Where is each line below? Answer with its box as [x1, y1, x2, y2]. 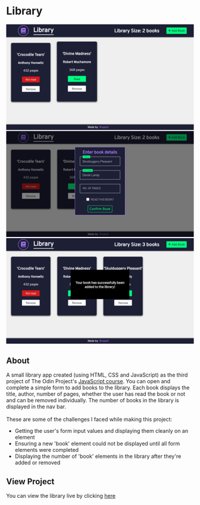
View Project [6, 476, 55, 486]
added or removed [14, 459, 61, 466]
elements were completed [14, 447, 79, 454]
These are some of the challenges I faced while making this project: [6, 416, 173, 423]
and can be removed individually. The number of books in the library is [6, 397, 180, 404]
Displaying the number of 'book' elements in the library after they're [14, 452, 182, 460]
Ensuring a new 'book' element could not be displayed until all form [14, 440, 180, 447]
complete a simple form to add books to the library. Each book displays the [6, 384, 190, 392]
